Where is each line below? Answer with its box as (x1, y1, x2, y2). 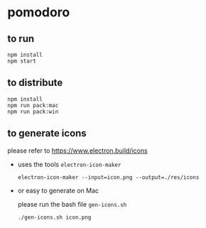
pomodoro (7, 4, 70, 21)
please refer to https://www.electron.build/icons (7, 146, 148, 155)
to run (7, 33, 35, 45)
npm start (7, 58, 37, 65)
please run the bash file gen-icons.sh (17, 200, 127, 208)
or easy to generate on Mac (17, 186, 99, 195)
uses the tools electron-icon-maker (17, 160, 121, 168)
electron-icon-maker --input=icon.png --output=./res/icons (17, 173, 200, 181)
